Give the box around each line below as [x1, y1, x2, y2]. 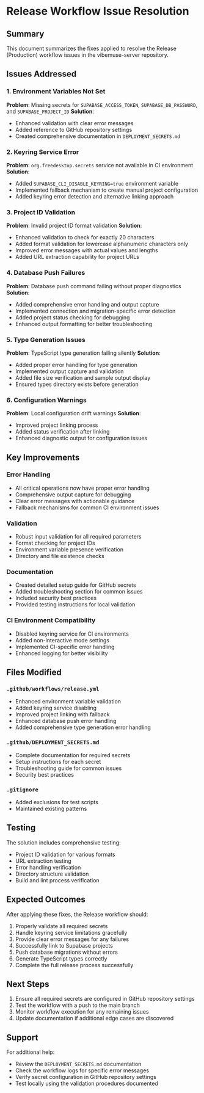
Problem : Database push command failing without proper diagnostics [6, 282, 181, 289]
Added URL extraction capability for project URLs [15, 253, 139, 261]
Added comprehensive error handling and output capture [15, 300, 159, 308]
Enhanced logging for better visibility [15, 649, 108, 657]
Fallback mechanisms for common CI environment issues [15, 504, 159, 511]
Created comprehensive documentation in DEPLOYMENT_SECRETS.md [15, 133, 180, 140]
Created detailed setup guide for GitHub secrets [15, 581, 136, 589]
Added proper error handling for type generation [15, 361, 137, 368]
